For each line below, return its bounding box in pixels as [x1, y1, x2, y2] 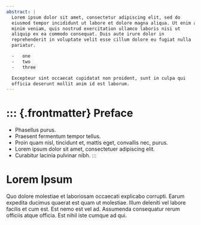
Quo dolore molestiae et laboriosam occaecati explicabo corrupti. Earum [6, 193, 185, 200]
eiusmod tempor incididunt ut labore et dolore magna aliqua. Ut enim [11, 20, 191, 26]
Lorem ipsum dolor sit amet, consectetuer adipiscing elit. [14, 145, 156, 153]
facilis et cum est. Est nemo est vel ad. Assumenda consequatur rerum [6, 205, 181, 213]
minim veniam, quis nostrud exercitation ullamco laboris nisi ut [11, 25, 181, 32]
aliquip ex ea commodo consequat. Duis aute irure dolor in [11, 31, 165, 37]
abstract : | [6, 8, 36, 15]
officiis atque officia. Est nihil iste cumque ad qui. [6, 212, 127, 219]
